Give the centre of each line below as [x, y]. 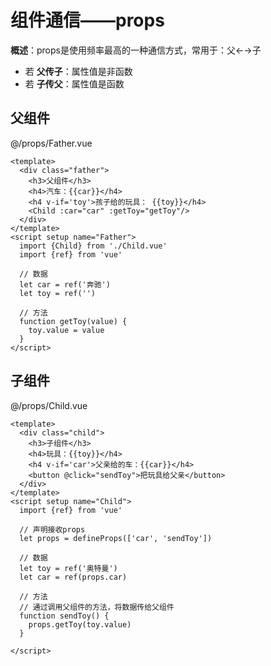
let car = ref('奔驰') [65, 284]
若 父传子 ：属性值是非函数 [78, 71]
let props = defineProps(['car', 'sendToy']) [116, 538]
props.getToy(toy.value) [80, 624]
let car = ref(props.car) [73, 577]
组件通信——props [87, 20]
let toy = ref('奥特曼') [68, 568]
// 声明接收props [52, 529]
